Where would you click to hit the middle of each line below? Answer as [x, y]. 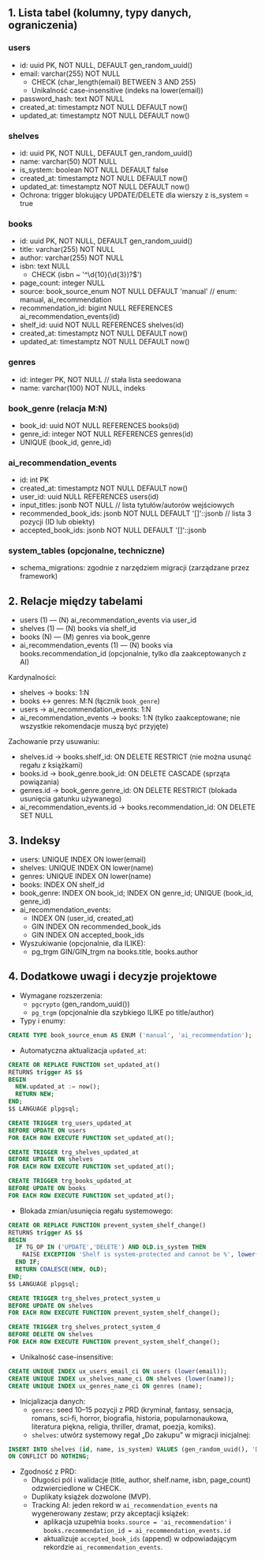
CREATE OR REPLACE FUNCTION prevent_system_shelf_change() [107, 1225]
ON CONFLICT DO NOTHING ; [49, 1456]
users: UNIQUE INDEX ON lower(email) [83, 859]
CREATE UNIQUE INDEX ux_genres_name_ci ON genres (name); [105, 1386]
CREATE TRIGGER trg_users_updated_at [70, 1123]
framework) [39, 577]
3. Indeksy [34, 840]
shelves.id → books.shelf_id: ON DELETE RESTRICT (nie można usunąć [135, 757]
